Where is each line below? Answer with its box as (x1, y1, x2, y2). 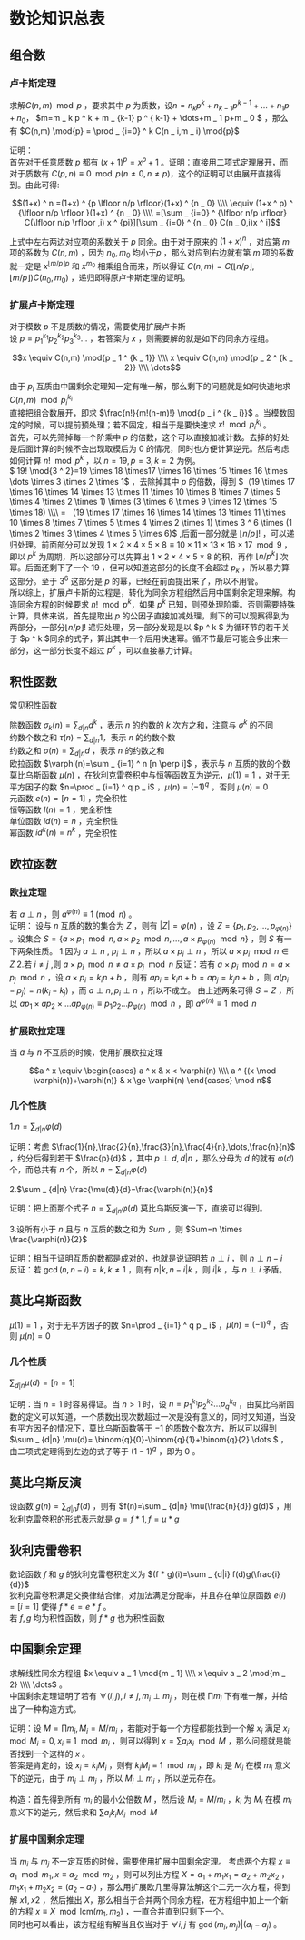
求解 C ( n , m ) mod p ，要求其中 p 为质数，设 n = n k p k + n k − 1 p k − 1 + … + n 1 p (9, 97, 290, 113)
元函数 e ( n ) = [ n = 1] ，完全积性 (9, 792, 128, 803)
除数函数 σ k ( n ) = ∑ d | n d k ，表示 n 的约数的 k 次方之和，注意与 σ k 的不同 (9, 718, 274, 732)
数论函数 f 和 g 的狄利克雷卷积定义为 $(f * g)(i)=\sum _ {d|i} (9, 1569, 231, 1580)
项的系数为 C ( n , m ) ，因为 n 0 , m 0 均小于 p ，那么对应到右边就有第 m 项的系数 (9, 247, 295, 260)
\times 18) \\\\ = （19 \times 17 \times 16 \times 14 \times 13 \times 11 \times (9, 507, 286, 518)
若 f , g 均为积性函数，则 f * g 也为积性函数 (9, 1613, 165, 1623)
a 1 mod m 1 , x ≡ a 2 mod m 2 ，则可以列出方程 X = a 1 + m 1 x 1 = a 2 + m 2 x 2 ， (9, 1868, 290, 1882)
